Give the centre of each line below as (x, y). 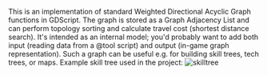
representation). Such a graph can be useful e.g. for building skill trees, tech (134, 54)
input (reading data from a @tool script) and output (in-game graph (119, 45)
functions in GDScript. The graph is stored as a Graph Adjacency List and (129, 20)
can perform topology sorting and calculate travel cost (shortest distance (129, 28)
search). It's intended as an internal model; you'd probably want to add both (133, 37)
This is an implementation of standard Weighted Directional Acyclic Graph (130, 12)
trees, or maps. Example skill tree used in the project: (96, 62)
